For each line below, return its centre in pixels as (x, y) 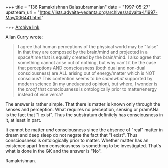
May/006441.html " (24, 18)
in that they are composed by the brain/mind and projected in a (82, 52)
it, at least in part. (23, 120)
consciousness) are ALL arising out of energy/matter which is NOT (86, 73)
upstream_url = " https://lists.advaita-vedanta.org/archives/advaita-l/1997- (81, 12)
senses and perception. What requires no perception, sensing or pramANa (82, 110)
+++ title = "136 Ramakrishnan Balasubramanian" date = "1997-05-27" (78, 7)
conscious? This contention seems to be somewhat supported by (85, 79)
